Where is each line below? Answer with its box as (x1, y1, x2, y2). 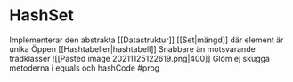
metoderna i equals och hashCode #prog (9, 63, 160, 73)
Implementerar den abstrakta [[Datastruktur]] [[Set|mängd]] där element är (9, 34, 284, 45)
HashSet (9, 5, 74, 26)
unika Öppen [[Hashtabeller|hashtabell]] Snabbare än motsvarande (9, 43, 256, 54)
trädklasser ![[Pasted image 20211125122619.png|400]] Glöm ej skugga (9, 53, 270, 63)
